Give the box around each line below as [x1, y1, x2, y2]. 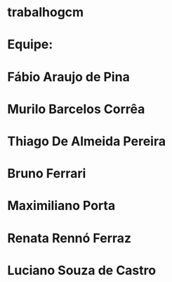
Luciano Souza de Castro [7, 262, 157, 278]
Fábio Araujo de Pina [7, 68, 130, 85]
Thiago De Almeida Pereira [7, 133, 166, 149]
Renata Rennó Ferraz [7, 230, 132, 246]
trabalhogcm [7, 4, 84, 20]
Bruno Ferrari [7, 166, 86, 182]
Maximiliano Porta [7, 198, 116, 214]
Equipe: [7, 37, 53, 53]
